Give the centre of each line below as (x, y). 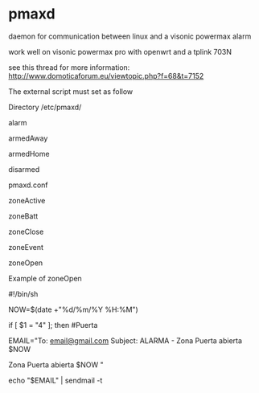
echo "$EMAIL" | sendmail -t (55, 380)
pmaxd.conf (28, 185)
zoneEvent (26, 247)
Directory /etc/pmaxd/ (45, 107)
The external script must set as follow (71, 91)
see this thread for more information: (69, 67)
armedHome (29, 154)
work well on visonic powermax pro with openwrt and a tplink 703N (120, 51)
